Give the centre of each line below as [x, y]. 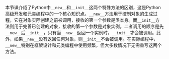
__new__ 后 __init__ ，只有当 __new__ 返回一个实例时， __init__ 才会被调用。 [81, 33]
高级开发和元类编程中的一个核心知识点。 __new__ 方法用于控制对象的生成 [79, 14]
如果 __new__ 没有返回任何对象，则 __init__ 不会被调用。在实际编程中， [86, 39]
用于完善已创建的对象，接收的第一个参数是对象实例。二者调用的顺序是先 [89, 26]
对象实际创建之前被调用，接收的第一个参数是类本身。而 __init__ [89, 20]
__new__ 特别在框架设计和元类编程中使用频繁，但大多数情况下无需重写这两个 [84, 45]
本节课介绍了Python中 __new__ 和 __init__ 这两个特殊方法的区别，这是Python [83, 7]
